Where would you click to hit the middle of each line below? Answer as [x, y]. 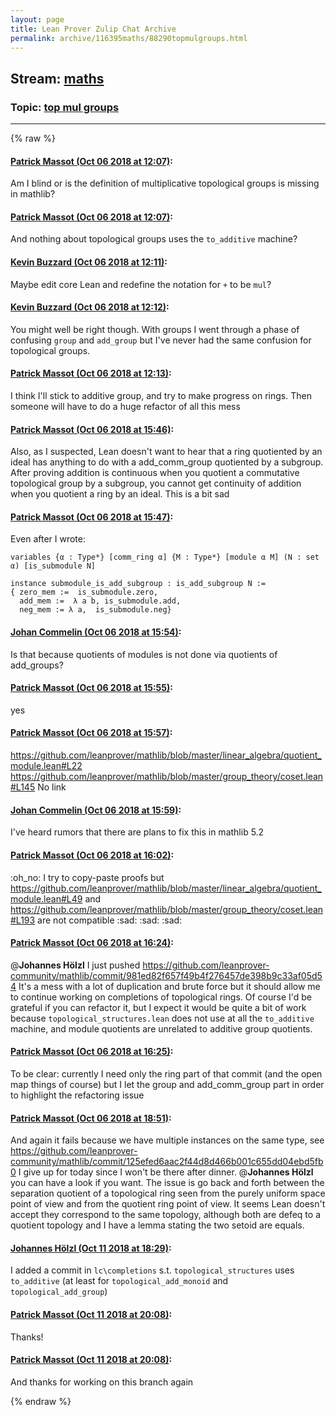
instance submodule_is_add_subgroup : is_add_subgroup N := [138, 584]
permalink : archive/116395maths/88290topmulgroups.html [129, 38]
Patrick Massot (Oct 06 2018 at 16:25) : [92, 1052]
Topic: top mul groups [65, 107]
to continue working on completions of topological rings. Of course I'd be [161, 997]
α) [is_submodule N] [53, 566]
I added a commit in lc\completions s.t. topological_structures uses [152, 1270]
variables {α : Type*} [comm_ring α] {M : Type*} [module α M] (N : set [165, 557]
